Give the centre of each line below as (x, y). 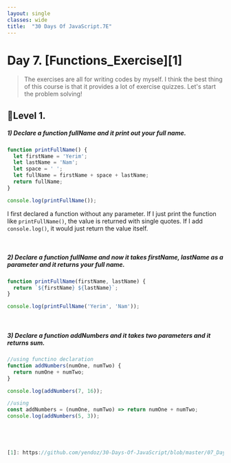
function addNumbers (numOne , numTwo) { (64, 365)
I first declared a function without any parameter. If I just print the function (112, 213)
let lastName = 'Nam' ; (46, 162)
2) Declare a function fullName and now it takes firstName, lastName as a (115, 257)
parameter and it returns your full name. (66, 265)
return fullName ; (38, 182)
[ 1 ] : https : (24, 453)
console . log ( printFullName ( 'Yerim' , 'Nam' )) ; (73, 307)
